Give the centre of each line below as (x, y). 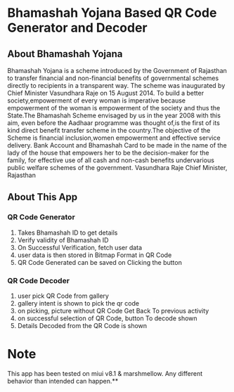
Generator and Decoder (77, 28)
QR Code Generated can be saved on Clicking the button (100, 262)
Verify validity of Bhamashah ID (63, 240)
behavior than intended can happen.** (63, 381)
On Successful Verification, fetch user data (80, 247)
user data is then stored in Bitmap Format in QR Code (95, 255)
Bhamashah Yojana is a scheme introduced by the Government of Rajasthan (117, 71)
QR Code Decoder (39, 280)
